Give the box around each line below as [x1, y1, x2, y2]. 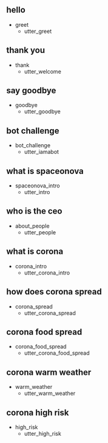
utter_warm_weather [24, 389, 76, 397]
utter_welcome [24, 68, 62, 75]
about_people [15, 222, 50, 229]
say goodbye [6, 85, 56, 96]
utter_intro [24, 189, 50, 196]
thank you [6, 45, 46, 55]
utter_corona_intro [24, 269, 70, 276]
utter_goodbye [24, 108, 61, 115]
